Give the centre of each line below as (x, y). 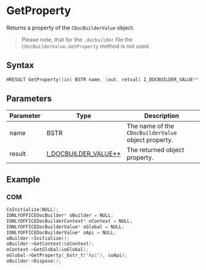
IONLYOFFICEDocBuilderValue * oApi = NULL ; (61, 233)
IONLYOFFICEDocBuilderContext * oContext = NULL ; (70, 221)
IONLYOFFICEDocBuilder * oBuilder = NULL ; (60, 215)
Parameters (29, 99)
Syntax (20, 65)
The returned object (155, 150)
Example (23, 179)
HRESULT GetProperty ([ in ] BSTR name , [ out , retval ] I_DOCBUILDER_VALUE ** (103, 79)
